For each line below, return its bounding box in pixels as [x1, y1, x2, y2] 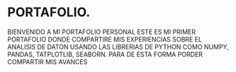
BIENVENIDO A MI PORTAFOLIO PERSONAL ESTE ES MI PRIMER [7, 28, 196, 36]
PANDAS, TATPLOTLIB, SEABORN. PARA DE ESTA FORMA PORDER [7, 50, 203, 59]
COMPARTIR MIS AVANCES [7, 57, 88, 66]
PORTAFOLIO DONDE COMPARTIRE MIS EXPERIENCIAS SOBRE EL [7, 35, 203, 43]
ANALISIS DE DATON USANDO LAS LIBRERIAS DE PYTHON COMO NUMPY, [7, 42, 229, 51]
